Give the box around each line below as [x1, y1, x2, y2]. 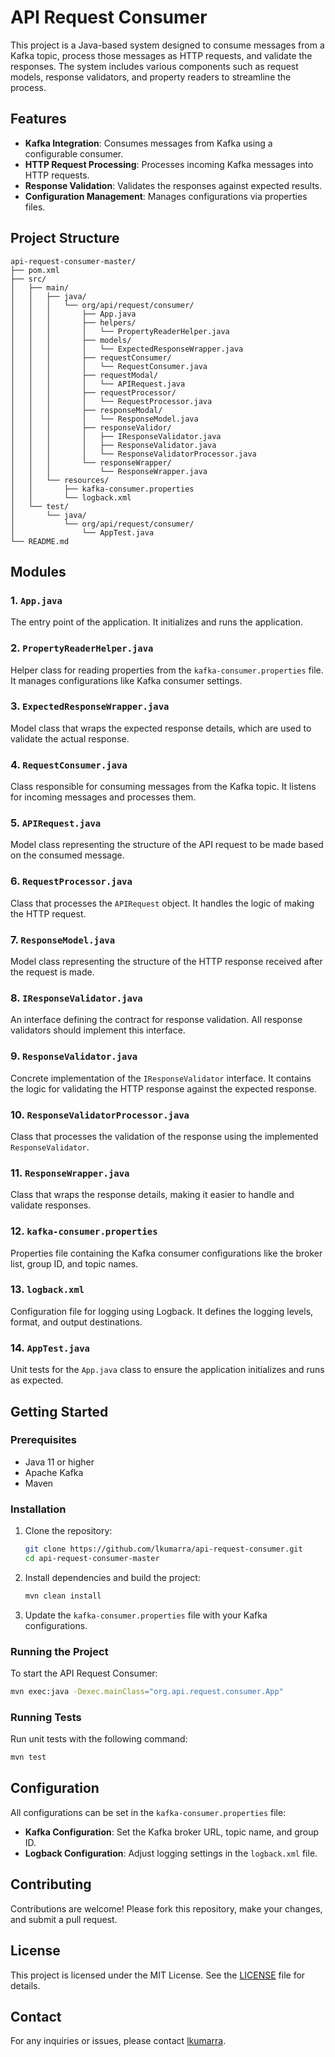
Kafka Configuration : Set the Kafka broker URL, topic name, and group [24, 1826, 320, 1838]
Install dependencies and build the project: [24, 1571, 201, 1583]
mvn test [10, 1752, 47, 1763]
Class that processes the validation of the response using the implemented [10, 1130, 319, 1142]
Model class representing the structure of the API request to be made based [10, 839, 324, 851]
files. [24, 201, 46, 213]
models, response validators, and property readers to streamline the [10, 71, 292, 83]
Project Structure [10, 230, 120, 247]
